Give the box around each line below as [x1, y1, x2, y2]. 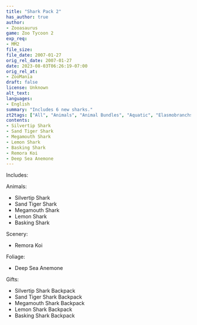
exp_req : [6, 36, 28, 42]
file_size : [6, 47, 33, 53]
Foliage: [6, 253, 25, 261]
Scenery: [6, 231, 28, 238]
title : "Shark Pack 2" [6, 8, 62, 15]
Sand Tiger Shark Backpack [14, 293, 82, 300]
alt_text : [6, 90, 30, 96]
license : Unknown [6, 85, 49, 91]
